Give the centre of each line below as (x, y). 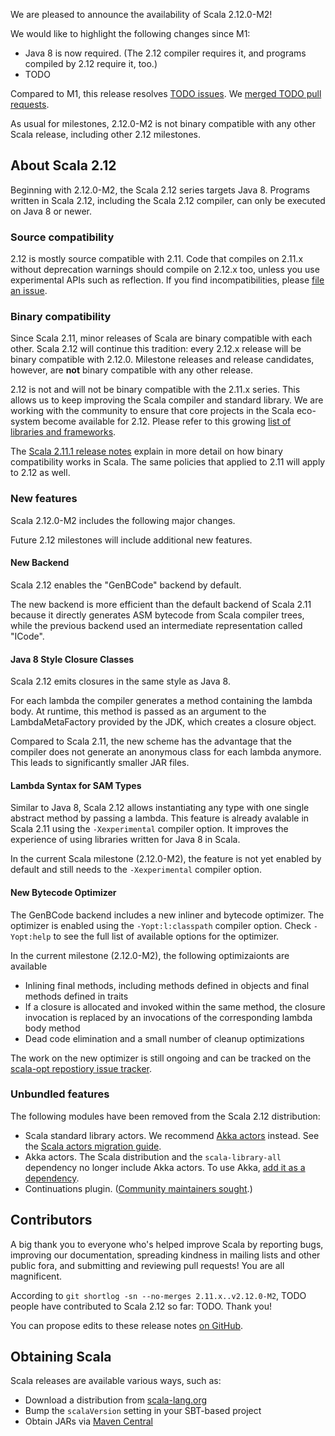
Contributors (51, 1220)
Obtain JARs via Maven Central (88, 1421)
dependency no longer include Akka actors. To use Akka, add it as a (165, 1167)
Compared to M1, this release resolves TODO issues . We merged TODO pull (166, 93)
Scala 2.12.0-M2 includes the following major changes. (123, 520)
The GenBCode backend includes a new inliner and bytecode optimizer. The (167, 915)
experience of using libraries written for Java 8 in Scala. (125, 840)
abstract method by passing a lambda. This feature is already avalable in (160, 818)
